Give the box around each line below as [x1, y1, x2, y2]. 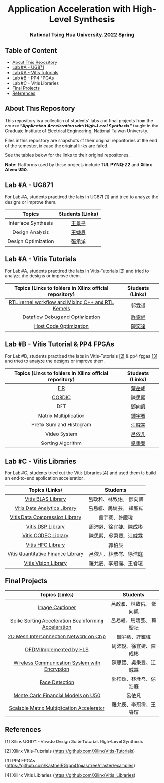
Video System [45, 431, 78, 438]
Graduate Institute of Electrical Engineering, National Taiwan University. [5, 128, 149, 134]
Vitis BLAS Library [24, 495, 66, 502]
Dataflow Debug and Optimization [22, 314, 101, 320]
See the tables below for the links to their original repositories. [5, 152, 130, 158]
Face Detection [39, 679, 75, 686]
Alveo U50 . [5, 167, 28, 172]
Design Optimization [7, 238, 54, 245]
